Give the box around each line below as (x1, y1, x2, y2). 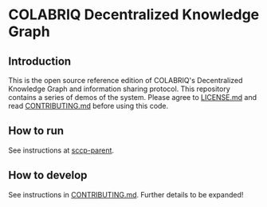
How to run (8, 124, 65, 137)
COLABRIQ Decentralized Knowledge (8, 6, 260, 24)
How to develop (8, 169, 88, 182)
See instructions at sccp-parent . (8, 145, 114, 155)
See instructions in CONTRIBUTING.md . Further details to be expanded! (8, 189, 244, 199)
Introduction (8, 54, 72, 68)
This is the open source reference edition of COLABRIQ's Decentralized (8, 76, 243, 85)
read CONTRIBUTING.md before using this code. (8, 102, 169, 110)
